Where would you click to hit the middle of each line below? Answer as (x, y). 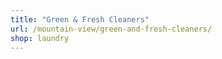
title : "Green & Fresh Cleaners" (80, 19)
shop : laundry (40, 38)
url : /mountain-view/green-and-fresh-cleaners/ (111, 29)
